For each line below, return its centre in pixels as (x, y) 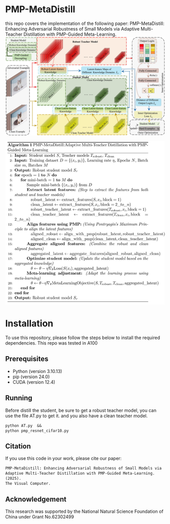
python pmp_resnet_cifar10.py (37, 430)
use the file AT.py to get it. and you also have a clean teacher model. (77, 416)
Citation (18, 446)
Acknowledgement (36, 499)
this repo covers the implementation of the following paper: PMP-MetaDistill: (85, 23)
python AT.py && (24, 425)
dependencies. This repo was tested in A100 (51, 343)
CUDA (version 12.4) (34, 382)
